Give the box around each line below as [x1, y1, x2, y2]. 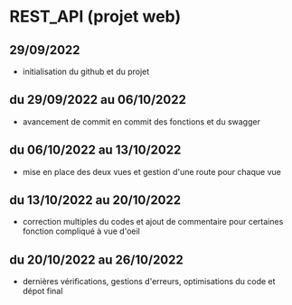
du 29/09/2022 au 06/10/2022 [9, 92, 187, 107]
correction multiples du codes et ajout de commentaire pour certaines [22, 217, 284, 227]
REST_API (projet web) [9, 6, 182, 27]
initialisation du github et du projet [22, 66, 150, 77]
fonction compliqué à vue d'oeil [22, 226, 140, 236]
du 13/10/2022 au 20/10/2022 [9, 192, 182, 208]
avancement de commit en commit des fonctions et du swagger [22, 116, 260, 127]
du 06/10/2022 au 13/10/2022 [9, 143, 182, 158]
